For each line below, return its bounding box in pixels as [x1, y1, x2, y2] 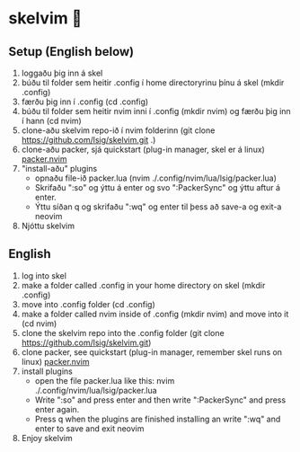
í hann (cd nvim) [21, 116, 82, 126]
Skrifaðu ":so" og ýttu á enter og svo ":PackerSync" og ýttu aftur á [34, 182, 280, 192]
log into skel [21, 270, 66, 281]
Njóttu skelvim [21, 220, 75, 231]
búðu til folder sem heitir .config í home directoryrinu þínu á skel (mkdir [21, 77, 285, 88]
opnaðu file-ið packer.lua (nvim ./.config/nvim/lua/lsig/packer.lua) [34, 173, 278, 183]
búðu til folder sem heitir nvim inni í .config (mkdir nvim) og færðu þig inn [21, 106, 291, 116]
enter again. [34, 403, 80, 414]
